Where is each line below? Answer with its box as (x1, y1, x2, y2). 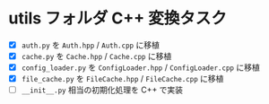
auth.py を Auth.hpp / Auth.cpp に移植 (21, 39, 161, 50)
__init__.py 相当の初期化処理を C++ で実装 (21, 84, 184, 95)
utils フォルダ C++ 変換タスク (8, 8, 228, 29)
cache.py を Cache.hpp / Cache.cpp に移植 (21, 51, 172, 61)
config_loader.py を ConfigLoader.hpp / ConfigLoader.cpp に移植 (21, 62, 261, 73)
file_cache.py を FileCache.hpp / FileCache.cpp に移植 (21, 74, 224, 84)
